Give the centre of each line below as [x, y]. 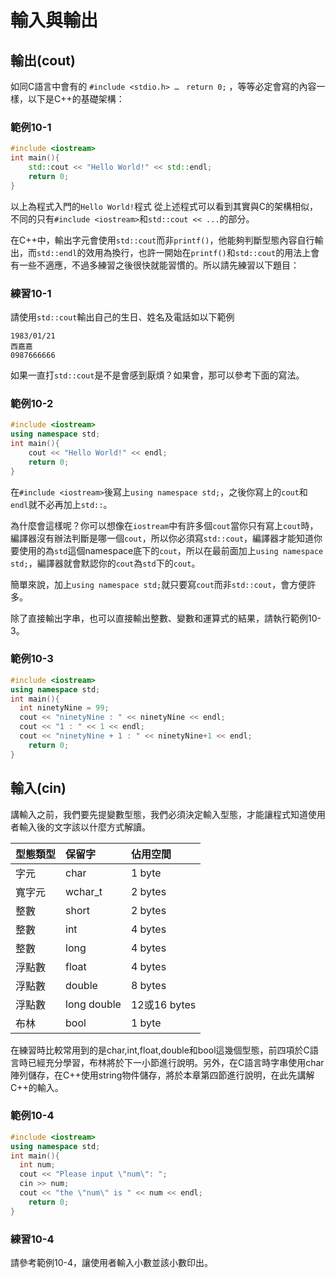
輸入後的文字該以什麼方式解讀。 [84, 827]
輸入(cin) [38, 788]
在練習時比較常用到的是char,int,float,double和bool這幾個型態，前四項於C [160, 1050]
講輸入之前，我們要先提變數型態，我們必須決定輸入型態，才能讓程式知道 [159, 814]
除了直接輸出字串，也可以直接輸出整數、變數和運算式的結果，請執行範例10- [166, 618]
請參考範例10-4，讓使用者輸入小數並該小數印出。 [112, 1262]
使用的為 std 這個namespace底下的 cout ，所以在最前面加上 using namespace [171, 550]
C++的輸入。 [37, 1087]
